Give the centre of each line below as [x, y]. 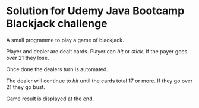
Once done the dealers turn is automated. [57, 69]
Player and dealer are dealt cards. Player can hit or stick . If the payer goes [97, 51]
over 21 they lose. [28, 58]
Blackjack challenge [57, 23]
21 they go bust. [26, 87]
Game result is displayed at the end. [50, 99]
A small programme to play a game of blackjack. [65, 40]
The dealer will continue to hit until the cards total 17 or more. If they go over [99, 81]
